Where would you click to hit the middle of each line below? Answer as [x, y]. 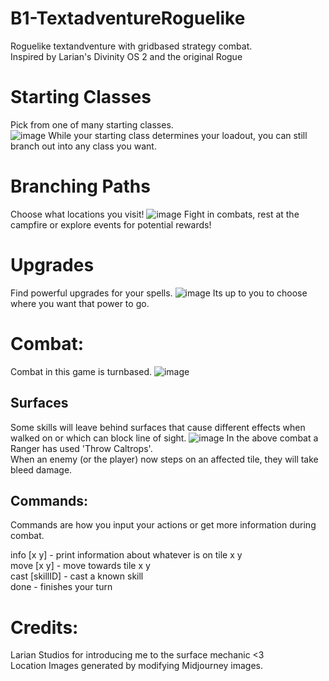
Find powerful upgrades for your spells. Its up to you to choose [159, 293]
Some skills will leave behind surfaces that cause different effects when [158, 427]
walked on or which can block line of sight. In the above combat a [164, 438]
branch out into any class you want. [83, 146]
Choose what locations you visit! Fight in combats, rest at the [155, 214]
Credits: [44, 627]
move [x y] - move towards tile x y [80, 566]
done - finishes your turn [61, 587]
